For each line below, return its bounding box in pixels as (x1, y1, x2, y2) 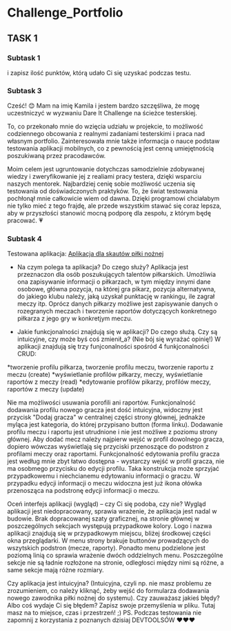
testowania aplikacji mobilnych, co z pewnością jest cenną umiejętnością (7, 144, 214, 153)
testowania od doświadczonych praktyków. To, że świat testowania (7, 187, 198, 195)
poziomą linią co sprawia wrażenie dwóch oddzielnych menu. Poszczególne (7, 551, 223, 560)
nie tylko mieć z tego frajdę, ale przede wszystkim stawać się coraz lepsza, (7, 202, 222, 210)
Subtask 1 (7, 53, 41, 63)
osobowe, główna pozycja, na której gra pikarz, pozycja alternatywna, (17, 285, 216, 293)
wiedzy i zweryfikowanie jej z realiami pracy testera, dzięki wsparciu (7, 173, 202, 181)
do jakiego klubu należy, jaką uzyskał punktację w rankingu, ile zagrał (17, 292, 215, 301)
